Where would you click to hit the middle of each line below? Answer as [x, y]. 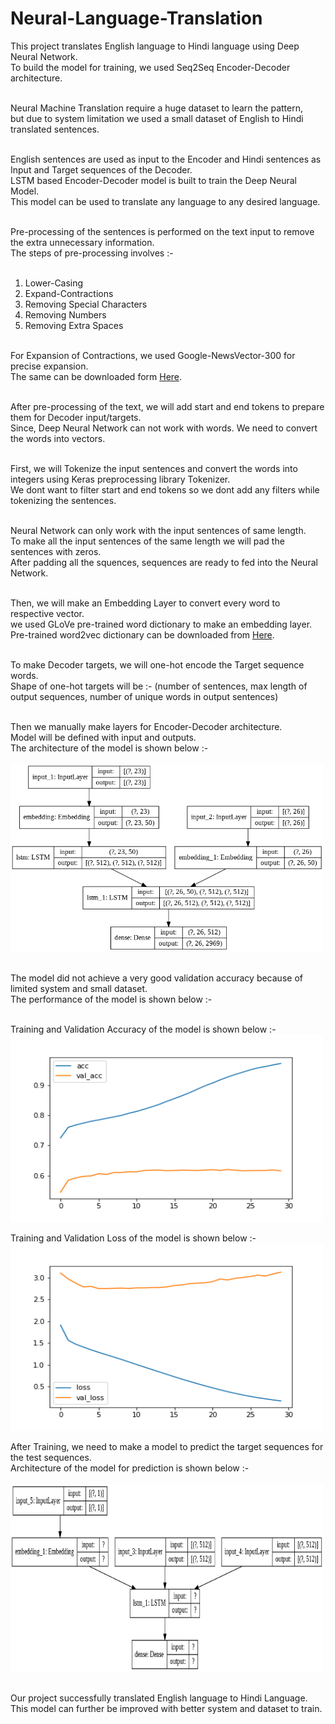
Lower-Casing [54, 283]
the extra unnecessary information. [82, 242]
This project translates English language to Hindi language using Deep [155, 46]
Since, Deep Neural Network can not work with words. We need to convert [164, 428]
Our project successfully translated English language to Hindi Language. [159, 1698]
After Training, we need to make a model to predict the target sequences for [167, 1446]
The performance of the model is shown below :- [111, 999]
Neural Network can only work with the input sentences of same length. [158, 530]
